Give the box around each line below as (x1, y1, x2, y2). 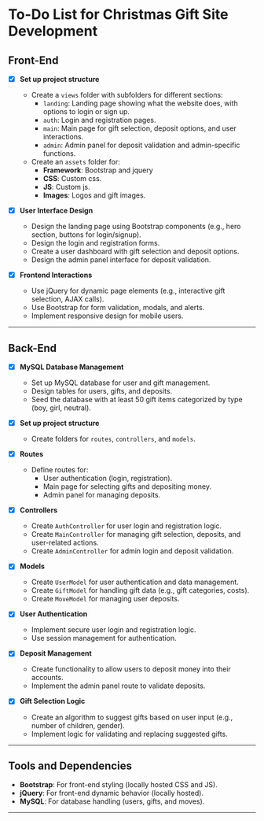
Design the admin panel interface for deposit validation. (31, 255, 211, 264)
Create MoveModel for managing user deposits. (31, 594, 180, 604)
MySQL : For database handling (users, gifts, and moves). (19, 797, 205, 806)
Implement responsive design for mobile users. (31, 311, 184, 320)
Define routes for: (31, 465, 89, 475)
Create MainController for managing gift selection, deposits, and (31, 530, 241, 539)
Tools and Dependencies (8, 759, 132, 772)
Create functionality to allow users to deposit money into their (31, 664, 232, 674)
